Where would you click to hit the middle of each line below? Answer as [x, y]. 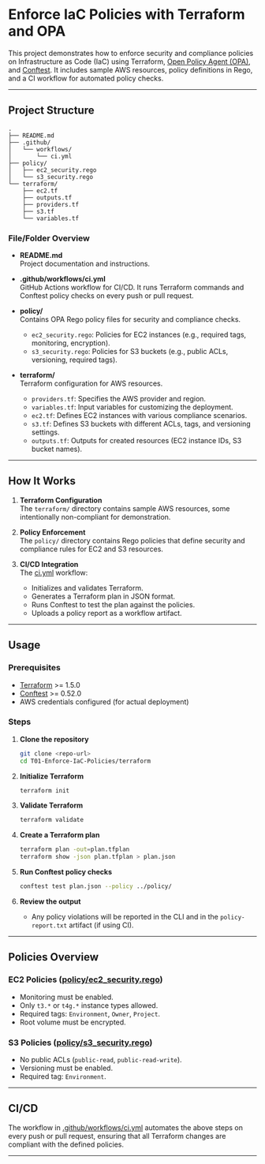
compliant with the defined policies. [66, 1144]
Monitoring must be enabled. [67, 997]
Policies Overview [54, 957]
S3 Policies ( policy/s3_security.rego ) [80, 1043]
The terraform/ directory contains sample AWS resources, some [125, 508]
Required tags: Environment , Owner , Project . [90, 1013]
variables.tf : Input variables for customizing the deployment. [132, 407]
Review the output [50, 901]
